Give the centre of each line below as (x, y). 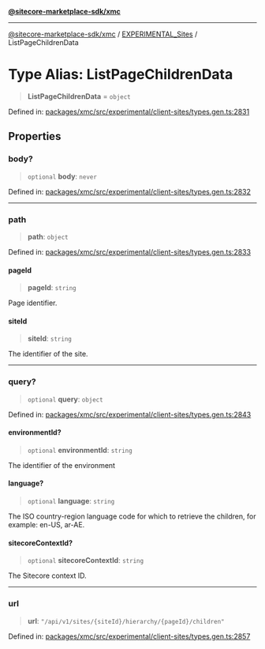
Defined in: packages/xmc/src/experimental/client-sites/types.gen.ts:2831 (129, 111)
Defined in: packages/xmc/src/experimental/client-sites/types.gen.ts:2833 (129, 251)
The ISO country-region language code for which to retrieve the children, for (132, 516)
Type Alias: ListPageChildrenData (121, 75)
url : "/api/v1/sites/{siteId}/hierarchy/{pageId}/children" (126, 621)
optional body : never (62, 176)
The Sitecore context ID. (47, 575)
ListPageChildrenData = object (79, 96)
